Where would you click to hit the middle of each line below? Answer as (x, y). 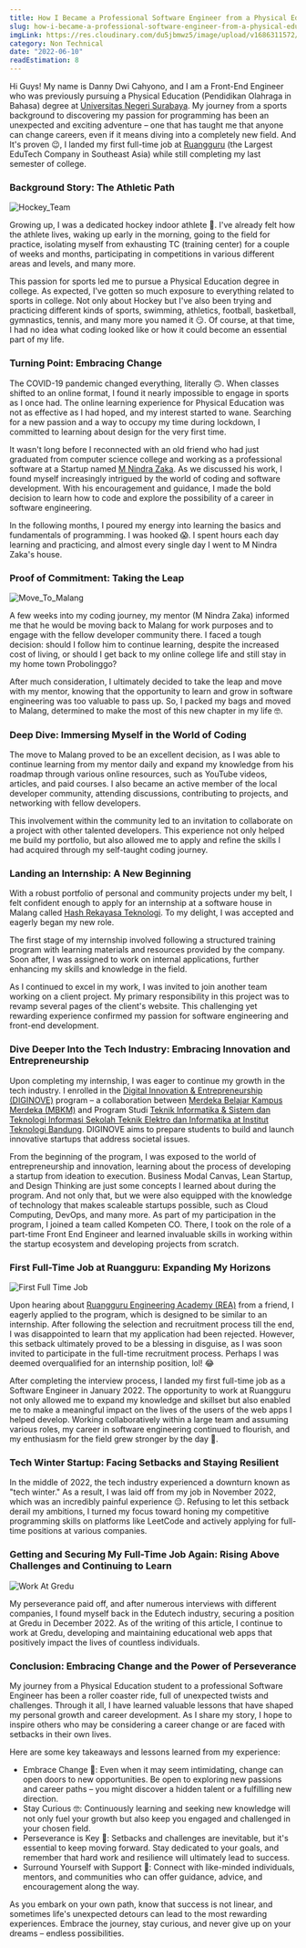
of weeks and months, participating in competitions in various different (142, 254)
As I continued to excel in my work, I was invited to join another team (138, 987)
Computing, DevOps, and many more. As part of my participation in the (143, 1214)
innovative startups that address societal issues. (100, 1139)
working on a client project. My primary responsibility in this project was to (149, 996)
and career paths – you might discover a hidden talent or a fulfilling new (157, 1788)
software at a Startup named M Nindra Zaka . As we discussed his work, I (146, 469)
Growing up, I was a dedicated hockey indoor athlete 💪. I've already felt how (153, 225)
